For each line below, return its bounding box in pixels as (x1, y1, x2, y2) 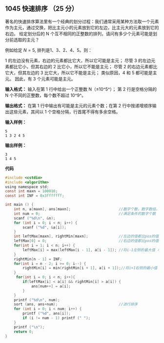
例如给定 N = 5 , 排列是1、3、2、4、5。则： (5, 47, 93, 53)
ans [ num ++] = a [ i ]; (31, 283, 71, 289)
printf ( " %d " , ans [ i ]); (22, 311, 71, 316)
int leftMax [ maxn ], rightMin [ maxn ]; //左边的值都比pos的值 (14, 234, 159, 239)
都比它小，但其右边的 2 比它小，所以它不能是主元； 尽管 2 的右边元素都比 (9, 63, 158, 69)
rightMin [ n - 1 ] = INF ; (14, 257, 62, 262)
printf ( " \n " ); (14, 324, 45, 329)
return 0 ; (14, 329, 34, 334)
